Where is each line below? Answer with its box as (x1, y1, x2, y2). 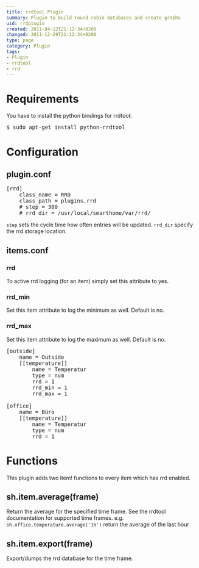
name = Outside (19, 353, 65, 361)
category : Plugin (6, 43, 51, 49)
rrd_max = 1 (32, 390, 68, 397)
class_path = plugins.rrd (19, 198, 97, 204)
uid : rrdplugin (6, 20, 45, 26)
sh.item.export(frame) (6, 538, 93, 549)
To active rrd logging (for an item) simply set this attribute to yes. (6, 278, 169, 284)
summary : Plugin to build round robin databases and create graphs (6, 15, 181, 21)
